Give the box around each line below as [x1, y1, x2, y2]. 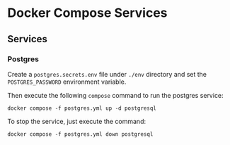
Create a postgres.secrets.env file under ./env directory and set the [7, 70, 207, 78]
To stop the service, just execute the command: [7, 117, 146, 125]
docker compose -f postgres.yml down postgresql [7, 130, 154, 138]
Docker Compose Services [7, 5, 168, 21]
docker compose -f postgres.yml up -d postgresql [7, 104, 157, 112]
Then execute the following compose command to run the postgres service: [7, 91, 224, 99]
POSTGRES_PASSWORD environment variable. [7, 77, 127, 86]
